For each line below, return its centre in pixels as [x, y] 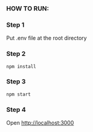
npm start [19, 94]
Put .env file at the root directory [46, 38]
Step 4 [16, 109]
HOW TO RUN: [28, 9]
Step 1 [15, 24]
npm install [21, 66]
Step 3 [16, 82]
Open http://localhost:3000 [40, 123]
